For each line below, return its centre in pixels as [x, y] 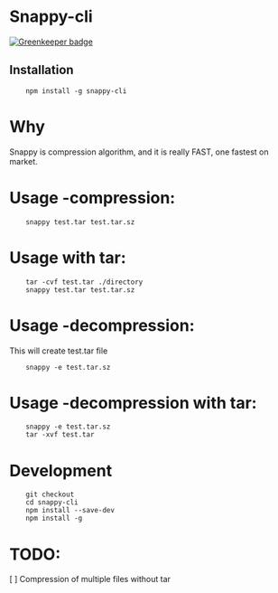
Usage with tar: [68, 257]
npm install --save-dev [70, 511]
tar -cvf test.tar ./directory [84, 282]
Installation [42, 70]
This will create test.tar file [59, 351]
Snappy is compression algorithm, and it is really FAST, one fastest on [139, 152]
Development [61, 471]
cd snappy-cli [52, 503]
